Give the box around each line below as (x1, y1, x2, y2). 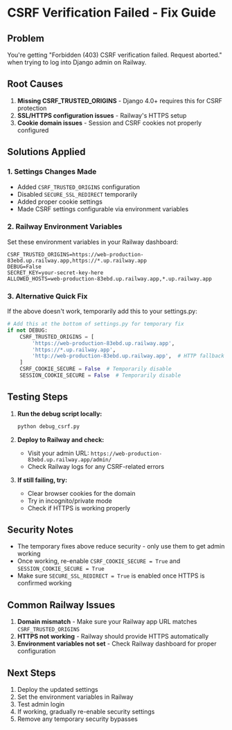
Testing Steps (7, 391, 69, 403)
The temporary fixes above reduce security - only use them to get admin (17, 542, 225, 551)
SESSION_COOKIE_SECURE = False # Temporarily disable (19, 372, 181, 379)
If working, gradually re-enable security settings (17, 708, 155, 716)
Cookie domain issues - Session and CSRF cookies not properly (17, 118, 202, 127)
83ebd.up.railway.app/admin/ (27, 456, 112, 463)
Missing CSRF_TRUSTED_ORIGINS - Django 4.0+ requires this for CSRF (17, 96, 223, 105)
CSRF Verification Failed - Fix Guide (7, 5, 216, 21)
